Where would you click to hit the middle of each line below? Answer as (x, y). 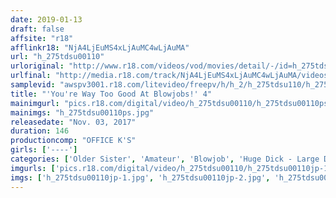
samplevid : (33, 85)
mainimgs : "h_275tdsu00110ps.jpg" (82, 112)
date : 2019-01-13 (46, 19)
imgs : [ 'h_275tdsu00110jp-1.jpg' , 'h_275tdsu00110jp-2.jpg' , (140, 177)
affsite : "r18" (42, 38)
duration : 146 (40, 131)
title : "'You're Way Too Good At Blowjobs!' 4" (111, 94)
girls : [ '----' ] (44, 150)
